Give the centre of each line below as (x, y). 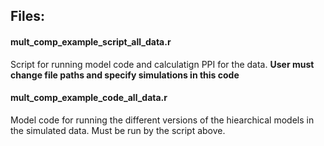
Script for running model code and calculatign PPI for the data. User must (162, 64)
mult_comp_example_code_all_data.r (89, 98)
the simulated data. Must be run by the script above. (118, 130)
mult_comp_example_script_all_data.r (91, 41)
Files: (27, 16)
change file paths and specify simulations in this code (125, 75)
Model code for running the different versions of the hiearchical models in (162, 120)
